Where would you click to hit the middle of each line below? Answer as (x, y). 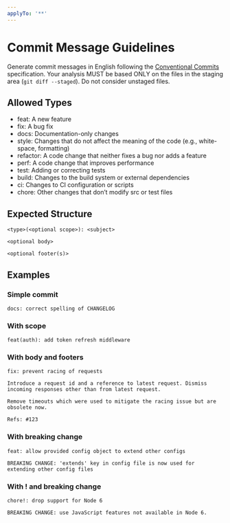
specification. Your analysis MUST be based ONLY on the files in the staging (115, 74)
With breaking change (45, 437)
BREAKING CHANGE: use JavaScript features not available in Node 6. (107, 513)
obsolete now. (27, 408)
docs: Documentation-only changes (68, 134)
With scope (27, 326)
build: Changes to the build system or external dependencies (103, 178)
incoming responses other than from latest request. (84, 390)
